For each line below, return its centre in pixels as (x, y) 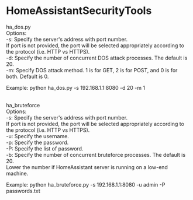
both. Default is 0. (27, 76)
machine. (17, 173)
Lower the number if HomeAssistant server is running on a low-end (87, 167)
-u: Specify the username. (37, 136)
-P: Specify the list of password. (45, 148)
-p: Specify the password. (37, 142)
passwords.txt (23, 191)
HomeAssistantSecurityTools (79, 11)
